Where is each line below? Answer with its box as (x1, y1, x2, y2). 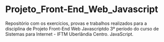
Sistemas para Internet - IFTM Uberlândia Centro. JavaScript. (5, 31, 134, 37)
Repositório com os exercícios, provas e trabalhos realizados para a (5, 20, 147, 26)
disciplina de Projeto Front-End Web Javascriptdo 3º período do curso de (5, 25, 159, 31)
